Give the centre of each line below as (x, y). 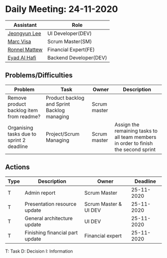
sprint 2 (17, 140)
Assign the (127, 125)
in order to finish (134, 143)
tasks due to (22, 134)
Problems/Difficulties (39, 75)
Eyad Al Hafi (22, 57)
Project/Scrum (63, 134)
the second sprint (135, 149)
